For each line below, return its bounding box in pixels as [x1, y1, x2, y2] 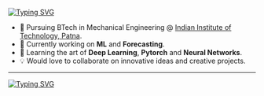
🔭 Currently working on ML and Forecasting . [19, 39, 165, 49]
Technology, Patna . [19, 31, 82, 40]
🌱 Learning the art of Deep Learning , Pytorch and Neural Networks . [19, 48, 242, 57]
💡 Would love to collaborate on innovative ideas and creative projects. [19, 56, 246, 65]
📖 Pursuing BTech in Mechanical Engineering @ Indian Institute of [19, 23, 232, 31]
